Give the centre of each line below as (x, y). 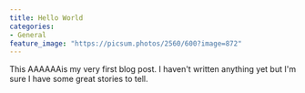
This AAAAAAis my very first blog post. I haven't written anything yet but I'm (153, 69)
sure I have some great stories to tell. (79, 79)
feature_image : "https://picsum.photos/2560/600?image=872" (126, 43)
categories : (32, 26)
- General (28, 35)
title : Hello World (46, 18)
